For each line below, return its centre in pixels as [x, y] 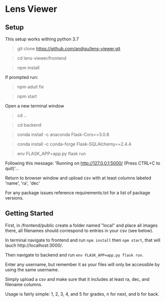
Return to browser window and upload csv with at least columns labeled [78, 178]
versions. [14, 198]
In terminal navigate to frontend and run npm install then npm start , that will [83, 240]
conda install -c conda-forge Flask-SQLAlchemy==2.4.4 [74, 144]
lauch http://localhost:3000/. [34, 245]
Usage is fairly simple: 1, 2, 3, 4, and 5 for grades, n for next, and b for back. [82, 294]
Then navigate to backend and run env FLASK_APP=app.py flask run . [74, 255]
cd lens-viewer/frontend [42, 58]
